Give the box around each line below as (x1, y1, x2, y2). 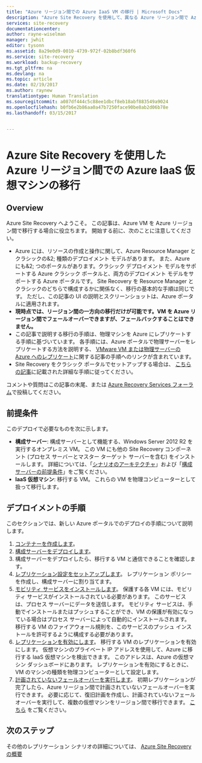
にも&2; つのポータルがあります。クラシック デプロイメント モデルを (14, 263, 186, 270)
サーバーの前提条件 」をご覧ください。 (14, 468, 110, 476)
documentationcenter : (6, 25, 61, 32)
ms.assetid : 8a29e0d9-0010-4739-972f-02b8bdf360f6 (6, 48, 136, 54)
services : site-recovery (6, 20, 69, 26)
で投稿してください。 (11, 389, 65, 396)
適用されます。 (25, 300, 63, 308)
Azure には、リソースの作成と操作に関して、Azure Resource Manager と (14, 247, 196, 255)
